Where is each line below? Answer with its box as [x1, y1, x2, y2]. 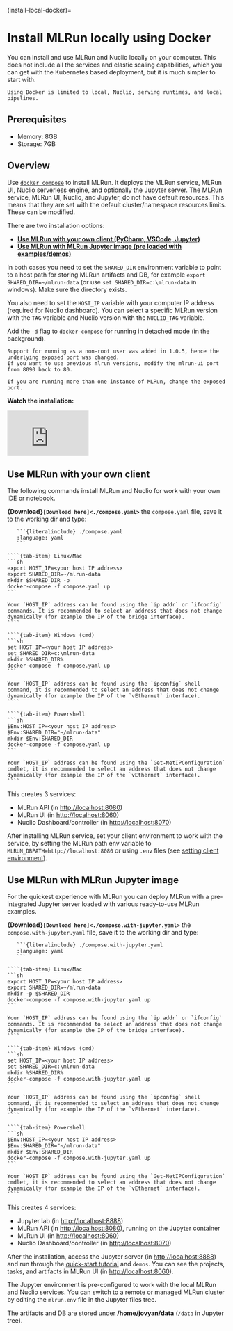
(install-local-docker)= [7, 6, 72, 14]
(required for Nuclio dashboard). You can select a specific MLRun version [7, 306, 218, 314]
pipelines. [7, 95, 39, 102]
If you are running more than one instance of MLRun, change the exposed [7, 378, 226, 385]
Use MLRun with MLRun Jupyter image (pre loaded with [17, 242, 182, 250]
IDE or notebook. [7, 494, 56, 503]
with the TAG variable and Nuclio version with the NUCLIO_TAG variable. [7, 313, 205, 322]
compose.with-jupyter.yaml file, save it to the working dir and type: [7, 928, 199, 937]
